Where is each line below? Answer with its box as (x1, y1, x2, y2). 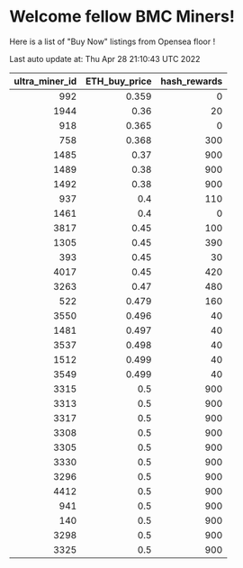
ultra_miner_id (13, 75, 77, 87)
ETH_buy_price (85, 75, 152, 87)
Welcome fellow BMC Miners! (9, 6, 236, 27)
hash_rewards (160, 75, 223, 87)
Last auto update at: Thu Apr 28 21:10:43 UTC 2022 (9, 53, 201, 64)
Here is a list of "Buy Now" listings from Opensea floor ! (9, 36, 216, 47)
